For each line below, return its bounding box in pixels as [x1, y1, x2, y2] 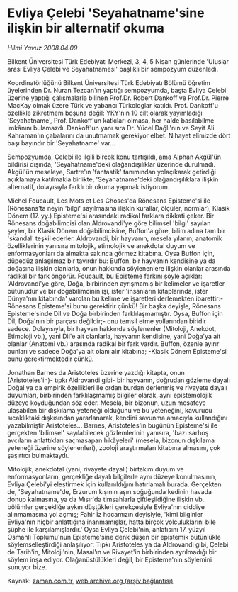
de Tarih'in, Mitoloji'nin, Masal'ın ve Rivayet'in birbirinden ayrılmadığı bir [7, 547, 217, 556]
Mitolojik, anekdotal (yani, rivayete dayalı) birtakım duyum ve [7, 464, 184, 473]
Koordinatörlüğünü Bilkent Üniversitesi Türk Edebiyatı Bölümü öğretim [7, 78, 211, 86]
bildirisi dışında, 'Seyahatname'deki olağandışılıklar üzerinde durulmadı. [7, 160, 216, 168]
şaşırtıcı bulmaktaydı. [7, 451, 69, 459]
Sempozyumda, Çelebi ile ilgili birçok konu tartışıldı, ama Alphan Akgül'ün [7, 152, 222, 161]
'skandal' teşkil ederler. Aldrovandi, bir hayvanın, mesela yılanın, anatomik [7, 234, 223, 242]
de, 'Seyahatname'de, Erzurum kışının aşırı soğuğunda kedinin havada [7, 487, 212, 496]
